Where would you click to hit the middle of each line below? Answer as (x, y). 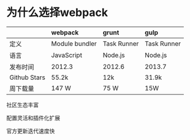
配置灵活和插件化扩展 (33, 118)
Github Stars (28, 77)
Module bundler (74, 44)
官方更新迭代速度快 (31, 131)
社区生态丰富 (22, 104)
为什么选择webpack (57, 13)
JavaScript (67, 55)
